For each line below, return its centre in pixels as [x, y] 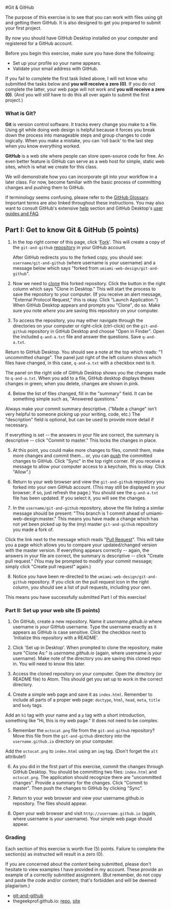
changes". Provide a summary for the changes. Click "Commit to [80, 783]
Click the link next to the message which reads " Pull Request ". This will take [85, 540]
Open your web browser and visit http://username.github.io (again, [84, 814]
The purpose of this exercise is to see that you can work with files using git [84, 17]
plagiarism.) [18, 886]
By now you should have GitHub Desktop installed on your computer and [81, 38]
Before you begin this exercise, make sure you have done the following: [80, 53]
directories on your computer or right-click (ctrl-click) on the [76, 326]
